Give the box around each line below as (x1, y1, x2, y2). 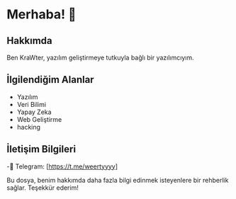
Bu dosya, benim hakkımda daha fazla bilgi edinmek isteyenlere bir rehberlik (6, 176, 229, 184)
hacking (16, 123, 40, 131)
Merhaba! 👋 (6, 6, 77, 23)
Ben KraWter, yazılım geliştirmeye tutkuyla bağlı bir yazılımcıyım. (6, 53, 194, 62)
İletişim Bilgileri (6, 143, 76, 155)
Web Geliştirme (16, 115, 62, 123)
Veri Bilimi (16, 100, 47, 108)
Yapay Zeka (16, 108, 52, 116)
